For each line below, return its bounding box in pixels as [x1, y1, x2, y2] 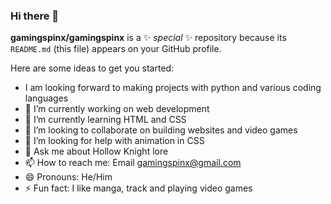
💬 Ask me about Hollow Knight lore [24, 145, 169, 158]
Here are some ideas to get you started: [10, 62, 175, 74]
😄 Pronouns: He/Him [24, 171, 113, 183]
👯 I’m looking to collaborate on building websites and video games [24, 124, 298, 136]
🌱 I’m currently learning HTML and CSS [24, 114, 187, 126]
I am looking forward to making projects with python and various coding [24, 82, 322, 94]
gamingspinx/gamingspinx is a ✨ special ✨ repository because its [10, 32, 287, 44]
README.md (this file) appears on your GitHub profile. [10, 43, 222, 55]
